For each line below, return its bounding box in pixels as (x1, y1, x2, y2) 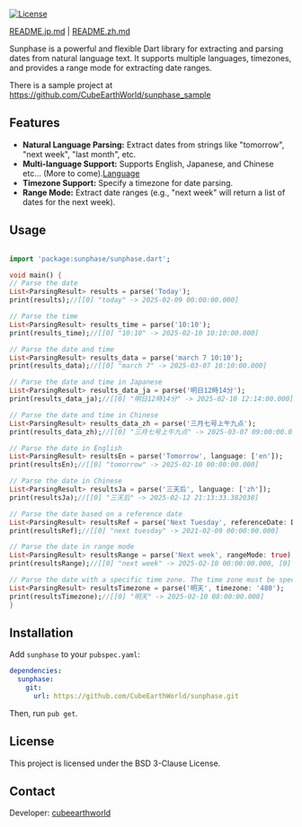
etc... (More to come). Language (22, 167, 140, 179)
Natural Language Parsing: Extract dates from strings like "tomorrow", (22, 139, 285, 150)
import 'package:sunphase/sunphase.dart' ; (9, 254, 171, 263)
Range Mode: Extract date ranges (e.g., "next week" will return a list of (22, 187, 286, 198)
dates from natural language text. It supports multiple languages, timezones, (9, 53, 292, 63)
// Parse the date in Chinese (9, 476, 123, 485)
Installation (9, 625, 74, 640)
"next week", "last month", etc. (22, 148, 137, 159)
